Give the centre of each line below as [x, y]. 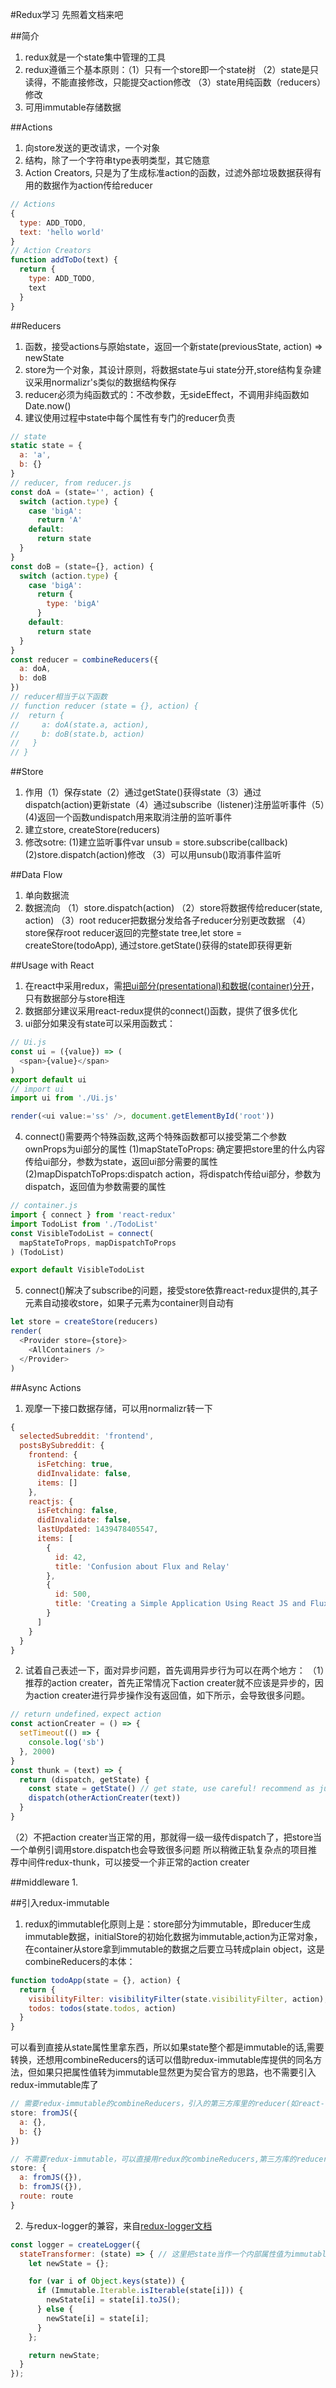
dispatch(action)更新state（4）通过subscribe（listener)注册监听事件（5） [174, 805]
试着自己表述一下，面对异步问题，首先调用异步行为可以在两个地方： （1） [174, 1670]
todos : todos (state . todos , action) [102, 2008]
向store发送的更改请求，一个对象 [92, 147]
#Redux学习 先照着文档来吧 [67, 14]
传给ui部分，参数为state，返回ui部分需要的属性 [121, 1162]
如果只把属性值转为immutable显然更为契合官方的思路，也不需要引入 [176, 2072]
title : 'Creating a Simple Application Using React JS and [180, 1604]
